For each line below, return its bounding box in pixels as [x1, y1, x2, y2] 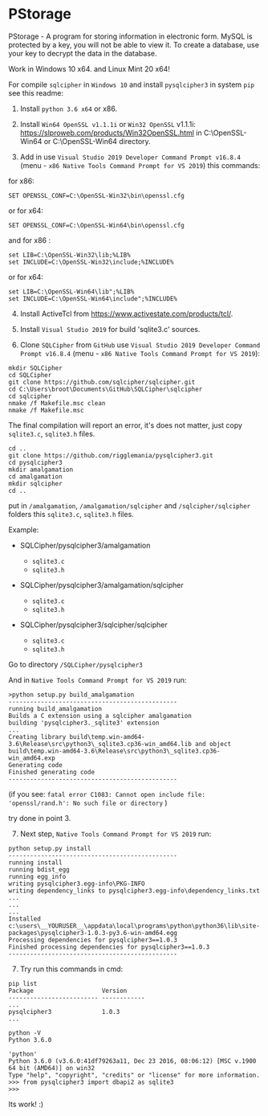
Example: [8, 524, 39, 535]
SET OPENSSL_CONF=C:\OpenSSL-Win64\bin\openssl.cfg [8, 221, 185, 229]
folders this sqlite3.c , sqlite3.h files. [8, 509, 134, 519]
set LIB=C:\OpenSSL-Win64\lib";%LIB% [8, 287, 135, 296]
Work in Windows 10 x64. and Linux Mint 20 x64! [8, 64, 171, 73]
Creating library [8, 732, 67, 741]
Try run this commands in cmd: [19, 964, 124, 974]
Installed [8, 914, 42, 923]
